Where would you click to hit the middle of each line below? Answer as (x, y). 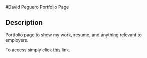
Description (24, 23)
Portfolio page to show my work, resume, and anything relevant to (73, 35)
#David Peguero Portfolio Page (37, 7)
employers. (17, 40)
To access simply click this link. (38, 50)
